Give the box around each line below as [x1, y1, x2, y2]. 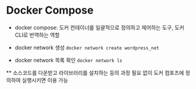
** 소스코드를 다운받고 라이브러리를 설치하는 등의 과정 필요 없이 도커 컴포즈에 [6, 69, 184, 76]
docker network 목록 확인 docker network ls [14, 56, 123, 63]
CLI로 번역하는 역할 [14, 31, 60, 39]
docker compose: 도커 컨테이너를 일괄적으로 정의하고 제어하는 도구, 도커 [14, 24, 185, 31]
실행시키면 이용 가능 [21, 77, 68, 84]
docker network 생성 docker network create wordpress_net [14, 44, 159, 51]
